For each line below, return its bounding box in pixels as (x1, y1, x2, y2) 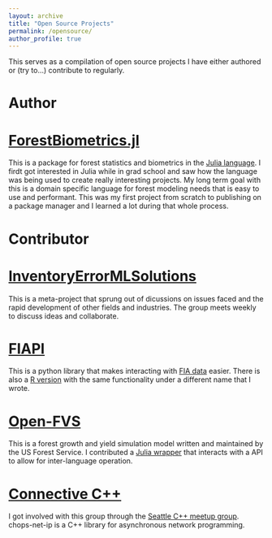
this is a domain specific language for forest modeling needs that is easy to (8, 184, 260, 193)
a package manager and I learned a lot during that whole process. (8, 201, 229, 211)
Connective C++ (8, 484, 122, 503)
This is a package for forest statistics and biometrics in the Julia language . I (8, 158, 261, 167)
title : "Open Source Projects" (8, 20, 114, 28)
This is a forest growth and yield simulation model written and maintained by (8, 439, 264, 449)
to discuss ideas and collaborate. (8, 310, 119, 321)
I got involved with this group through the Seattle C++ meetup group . (8, 511, 240, 521)
